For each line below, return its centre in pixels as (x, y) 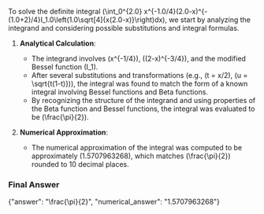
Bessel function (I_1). (65, 67)
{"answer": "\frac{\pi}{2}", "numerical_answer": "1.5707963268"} (114, 202)
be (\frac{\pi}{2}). (60, 117)
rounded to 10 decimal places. (80, 164)
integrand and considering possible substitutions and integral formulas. (124, 28)
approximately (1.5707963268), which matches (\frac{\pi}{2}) (131, 156)
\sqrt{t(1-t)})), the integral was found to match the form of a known (139, 83)
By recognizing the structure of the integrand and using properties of (143, 100)
